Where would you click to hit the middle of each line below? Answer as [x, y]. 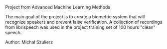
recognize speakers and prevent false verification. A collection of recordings [84, 22]
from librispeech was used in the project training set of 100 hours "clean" [80, 27]
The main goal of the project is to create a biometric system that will [75, 17]
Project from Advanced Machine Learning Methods [58, 7]
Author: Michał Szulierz [29, 42]
